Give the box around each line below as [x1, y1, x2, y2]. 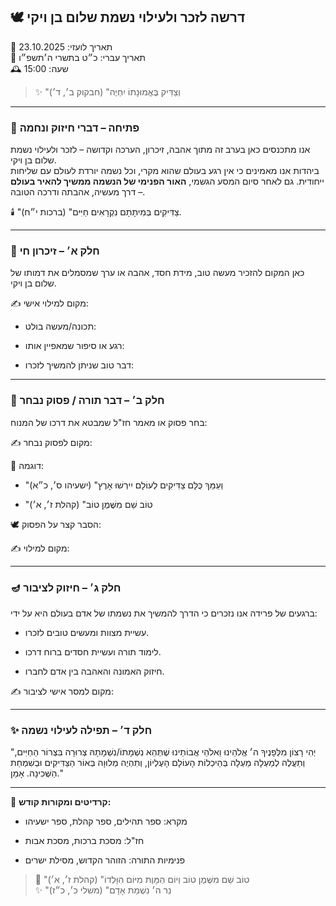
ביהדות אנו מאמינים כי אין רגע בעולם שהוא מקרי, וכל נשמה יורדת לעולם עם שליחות [10, 165, 320, 177]
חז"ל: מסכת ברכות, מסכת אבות [24, 835, 145, 847]
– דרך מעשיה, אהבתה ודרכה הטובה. [10, 186, 146, 198]
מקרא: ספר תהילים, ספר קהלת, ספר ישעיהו [24, 815, 188, 828]
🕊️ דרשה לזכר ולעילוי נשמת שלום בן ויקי [10, 9, 246, 26]
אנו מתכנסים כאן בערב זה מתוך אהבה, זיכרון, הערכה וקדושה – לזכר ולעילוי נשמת [10, 144, 311, 156]
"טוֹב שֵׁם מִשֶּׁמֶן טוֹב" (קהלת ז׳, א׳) [24, 498, 153, 510]
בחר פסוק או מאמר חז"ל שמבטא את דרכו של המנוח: [10, 416, 208, 428]
